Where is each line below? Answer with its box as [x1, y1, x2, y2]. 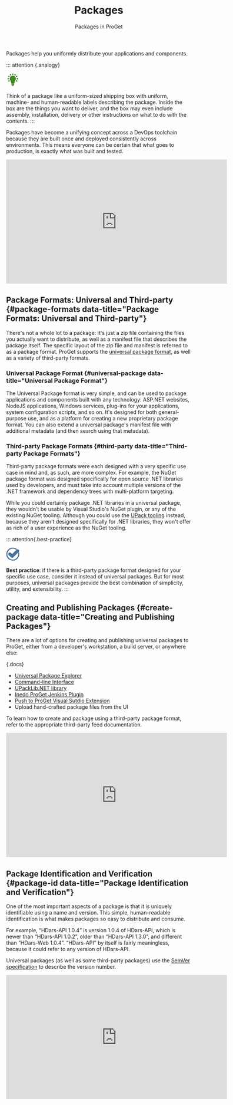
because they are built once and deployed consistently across [6, 135, 157, 142]
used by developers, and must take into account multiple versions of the [6, 482, 181, 489]
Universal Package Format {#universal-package [6, 369, 147, 377]
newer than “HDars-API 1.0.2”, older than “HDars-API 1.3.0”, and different [6, 933, 182, 940]
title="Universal [6, 376, 53, 384]
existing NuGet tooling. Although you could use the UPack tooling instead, [6, 512, 185, 519]
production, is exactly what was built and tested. [6, 147, 124, 154]
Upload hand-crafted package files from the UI [14, 703, 128, 711]
